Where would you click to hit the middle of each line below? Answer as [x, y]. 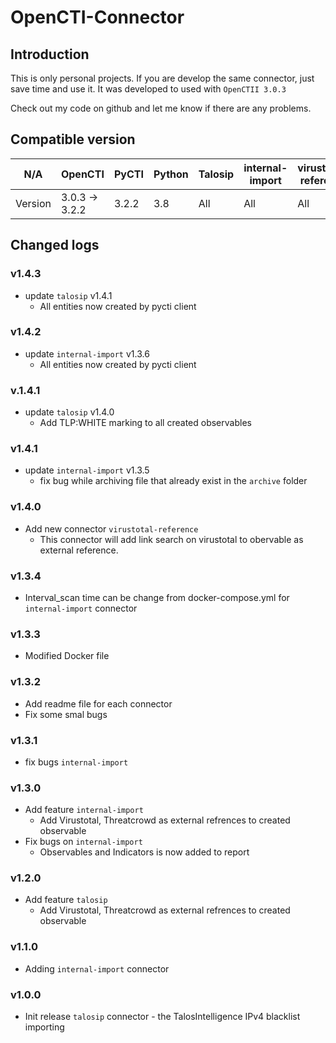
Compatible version [73, 139]
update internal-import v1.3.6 [87, 353]
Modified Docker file [67, 656]
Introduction [50, 54]
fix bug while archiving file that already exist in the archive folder [173, 481]
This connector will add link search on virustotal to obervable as [171, 539]
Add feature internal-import [84, 810]
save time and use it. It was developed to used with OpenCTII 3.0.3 [148, 89]
